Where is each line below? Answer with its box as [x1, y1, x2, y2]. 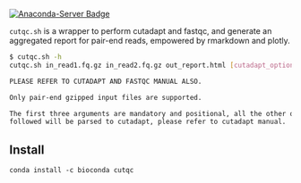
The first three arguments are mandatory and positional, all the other [9, 109, 287, 118]
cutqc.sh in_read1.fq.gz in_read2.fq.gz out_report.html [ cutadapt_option [9, 61, 295, 70]
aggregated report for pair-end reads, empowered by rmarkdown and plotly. [9, 36, 291, 46]
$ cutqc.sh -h [9, 53, 63, 62]
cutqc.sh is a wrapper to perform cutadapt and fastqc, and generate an [9, 26, 272, 36]
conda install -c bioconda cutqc [9, 166, 134, 175]
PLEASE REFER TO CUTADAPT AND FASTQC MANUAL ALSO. [9, 77, 202, 86]
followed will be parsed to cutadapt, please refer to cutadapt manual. [9, 117, 287, 127]
